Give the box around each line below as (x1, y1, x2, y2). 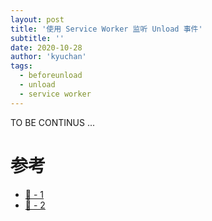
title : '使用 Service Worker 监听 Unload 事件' (10, 24, 203, 34)
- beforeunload (19, 71, 83, 81)
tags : (10, 61, 33, 71)
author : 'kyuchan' (10, 52, 87, 62)
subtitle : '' (10, 33, 65, 43)
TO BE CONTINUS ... (10, 116, 96, 128)
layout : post (10, 14, 65, 25)
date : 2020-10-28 (10, 42, 83, 53)
